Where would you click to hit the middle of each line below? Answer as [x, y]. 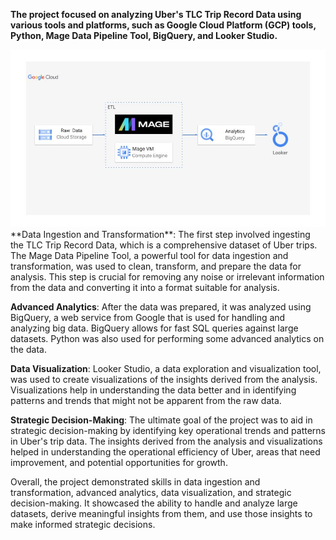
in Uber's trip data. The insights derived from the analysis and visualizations [166, 441]
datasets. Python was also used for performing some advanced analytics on [167, 338]
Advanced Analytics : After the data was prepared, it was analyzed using [161, 306]
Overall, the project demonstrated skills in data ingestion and [135, 481]
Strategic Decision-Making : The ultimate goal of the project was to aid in [161, 420]
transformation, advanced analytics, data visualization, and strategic [151, 492]
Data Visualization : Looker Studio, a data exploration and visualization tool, [166, 368]
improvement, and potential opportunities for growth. [119, 462]
